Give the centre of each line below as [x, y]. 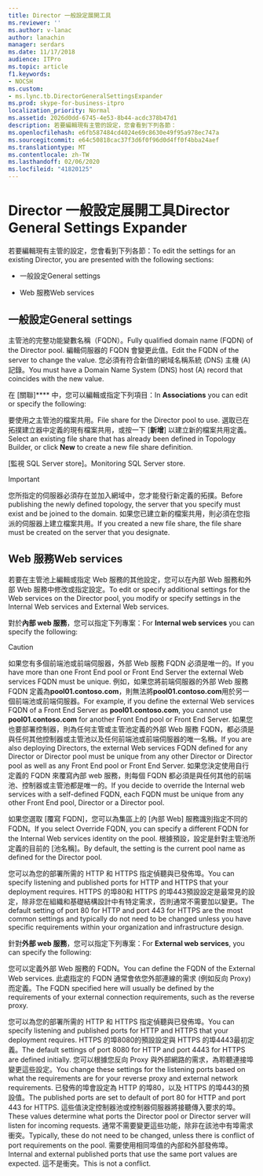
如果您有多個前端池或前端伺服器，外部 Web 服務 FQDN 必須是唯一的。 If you [131, 663]
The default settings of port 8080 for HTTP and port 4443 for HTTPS [134, 1049]
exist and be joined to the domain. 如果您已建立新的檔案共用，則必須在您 [126, 514]
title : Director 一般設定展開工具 [60, 15]
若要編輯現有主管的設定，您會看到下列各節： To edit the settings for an [122, 250]
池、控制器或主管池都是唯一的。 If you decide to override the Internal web [126, 785]
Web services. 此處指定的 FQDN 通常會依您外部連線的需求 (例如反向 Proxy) [130, 978]
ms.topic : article [38, 67]
